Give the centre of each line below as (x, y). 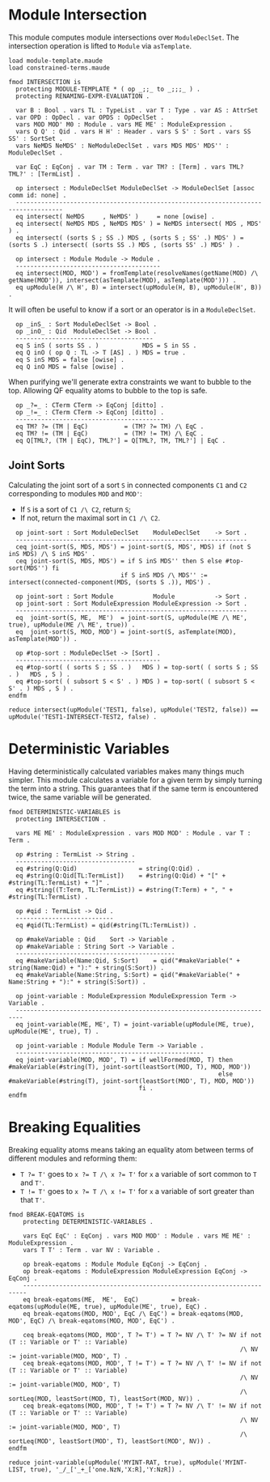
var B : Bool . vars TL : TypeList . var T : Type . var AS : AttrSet (137, 110)
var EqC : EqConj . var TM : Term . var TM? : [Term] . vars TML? (130, 167)
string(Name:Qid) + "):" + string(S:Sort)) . (86, 968)
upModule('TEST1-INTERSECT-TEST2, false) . (83, 717)
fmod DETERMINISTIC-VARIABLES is (65, 812)
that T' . (32, 1200)
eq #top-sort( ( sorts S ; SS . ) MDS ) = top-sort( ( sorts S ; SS (137, 667)
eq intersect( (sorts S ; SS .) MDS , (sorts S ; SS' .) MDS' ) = (130, 238)
